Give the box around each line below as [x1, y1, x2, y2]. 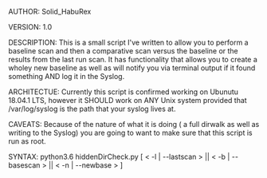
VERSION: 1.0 [8, 22, 53, 31]
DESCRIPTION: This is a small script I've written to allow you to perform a [8, 38, 249, 47]
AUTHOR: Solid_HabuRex [8, 7, 92, 16]
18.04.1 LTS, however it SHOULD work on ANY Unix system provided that [8, 96, 247, 105]
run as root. [8, 136, 46, 146]
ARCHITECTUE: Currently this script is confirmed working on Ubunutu [8, 87, 239, 97]
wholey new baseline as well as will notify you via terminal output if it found [8, 63, 256, 73]
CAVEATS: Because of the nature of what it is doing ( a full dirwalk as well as [8, 120, 260, 129]
